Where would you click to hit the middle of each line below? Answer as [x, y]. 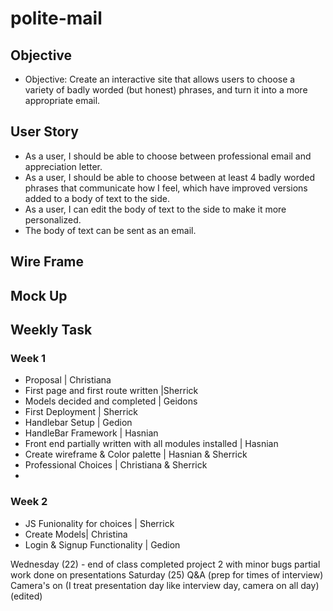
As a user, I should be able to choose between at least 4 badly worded [170, 177]
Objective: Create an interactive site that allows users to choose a [160, 79]
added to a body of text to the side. [97, 198]
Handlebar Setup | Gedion [78, 423]
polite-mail [56, 18]
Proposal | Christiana [68, 380]
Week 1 [28, 358]
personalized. [53, 219]
